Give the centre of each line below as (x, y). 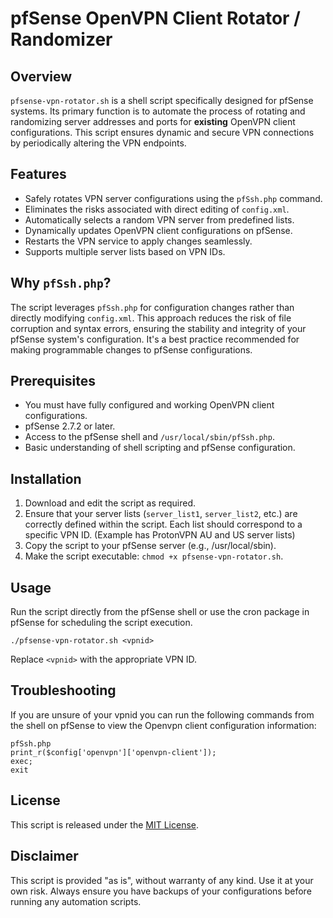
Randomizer (61, 39)
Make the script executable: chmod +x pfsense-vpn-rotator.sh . (154, 556)
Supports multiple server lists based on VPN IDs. (125, 251)
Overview (41, 76)
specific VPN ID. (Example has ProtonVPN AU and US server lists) (160, 535)
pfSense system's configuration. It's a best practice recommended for (155, 339)
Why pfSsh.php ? (61, 283)
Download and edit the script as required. (110, 503)
